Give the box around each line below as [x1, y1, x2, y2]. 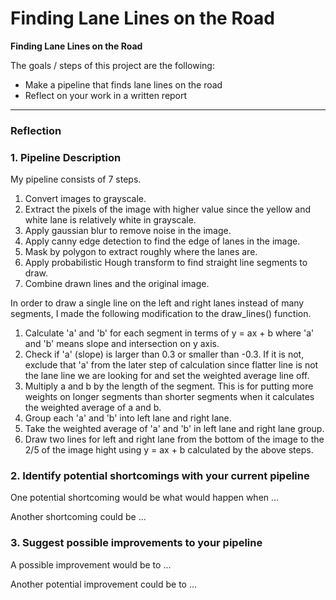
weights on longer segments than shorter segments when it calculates [24, 391, 315, 403]
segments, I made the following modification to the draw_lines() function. [10, 308, 312, 320]
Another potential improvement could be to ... [10, 578, 198, 590]
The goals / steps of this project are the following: [10, 59, 215, 71]
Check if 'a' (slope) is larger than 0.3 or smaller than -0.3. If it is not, [24, 348, 305, 361]
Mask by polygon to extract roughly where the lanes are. [24, 246, 258, 258]
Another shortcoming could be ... [10, 511, 147, 523]
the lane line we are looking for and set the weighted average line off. [24, 370, 310, 382]
